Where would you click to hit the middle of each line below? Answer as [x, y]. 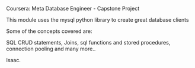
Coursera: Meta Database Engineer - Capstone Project [73, 8]
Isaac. [13, 60]
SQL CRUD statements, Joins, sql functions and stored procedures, [88, 42]
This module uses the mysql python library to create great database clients [97, 20]
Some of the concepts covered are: [49, 31]
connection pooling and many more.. [51, 49]
